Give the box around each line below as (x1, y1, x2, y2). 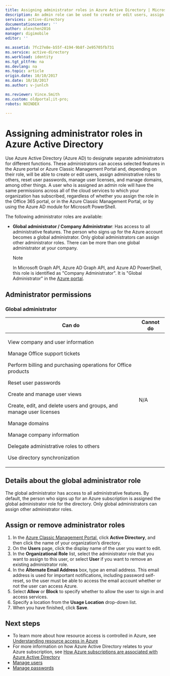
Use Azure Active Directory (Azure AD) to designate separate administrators (5, 155, 164, 162)
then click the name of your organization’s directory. (12, 539, 121, 546)
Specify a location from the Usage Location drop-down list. (12, 599, 137, 605)
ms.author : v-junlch (5, 83, 49, 88)
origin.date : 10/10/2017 (5, 73, 58, 79)
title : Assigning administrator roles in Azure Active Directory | (5, 7, 151, 13)
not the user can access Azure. (12, 583, 78, 589)
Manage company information (8, 431, 79, 438)
